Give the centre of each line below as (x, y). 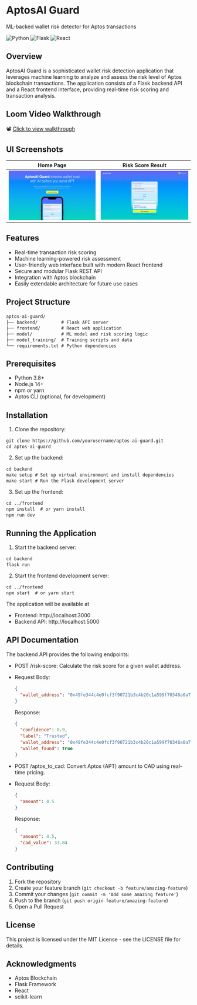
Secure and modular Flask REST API (58, 271)
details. (15, 946)
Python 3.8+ (30, 378)
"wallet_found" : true (47, 748)
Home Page (52, 165)
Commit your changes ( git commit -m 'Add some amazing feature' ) (96, 894)
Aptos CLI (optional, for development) (60, 397)
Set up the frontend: (39, 492)
